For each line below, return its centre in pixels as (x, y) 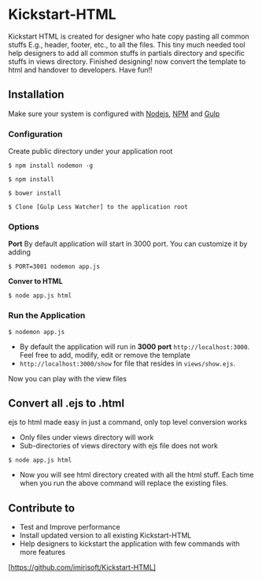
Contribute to (42, 508)
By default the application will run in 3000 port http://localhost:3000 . (135, 346)
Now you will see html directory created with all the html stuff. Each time (137, 475)
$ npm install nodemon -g (50, 166)
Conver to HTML (35, 281)
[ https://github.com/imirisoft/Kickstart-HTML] (82, 567)
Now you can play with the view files (68, 378)
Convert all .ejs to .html (66, 403)
